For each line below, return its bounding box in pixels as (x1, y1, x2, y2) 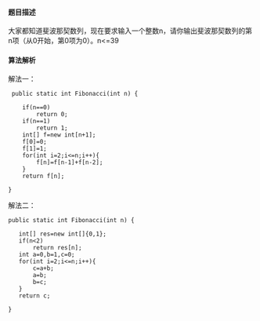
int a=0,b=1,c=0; (18, 251, 76, 259)
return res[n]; (32, 244, 82, 252)
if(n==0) (22, 104, 51, 111)
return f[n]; (22, 173, 65, 181)
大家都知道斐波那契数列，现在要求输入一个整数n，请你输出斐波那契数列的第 (8, 26, 253, 35)
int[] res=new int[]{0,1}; (18, 230, 107, 239)
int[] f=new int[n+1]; (22, 131, 96, 139)
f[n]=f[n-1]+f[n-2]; (36, 159, 103, 166)
